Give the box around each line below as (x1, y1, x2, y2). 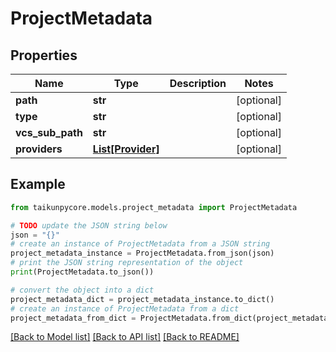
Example (10, 176, 66, 193)
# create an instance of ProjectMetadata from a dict (10, 303, 240, 314)
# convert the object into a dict (10, 285, 155, 295)
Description (169, 77, 227, 90)
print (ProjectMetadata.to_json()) (10, 267, 155, 277)
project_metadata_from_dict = (10, 313, 137, 323)
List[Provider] (92, 142, 160, 156)
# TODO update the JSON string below (10, 220, 168, 231)
